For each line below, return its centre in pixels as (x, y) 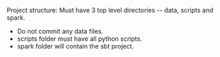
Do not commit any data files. (60, 31)
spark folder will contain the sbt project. (75, 46)
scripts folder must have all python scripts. (79, 39)
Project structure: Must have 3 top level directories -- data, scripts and (110, 10)
